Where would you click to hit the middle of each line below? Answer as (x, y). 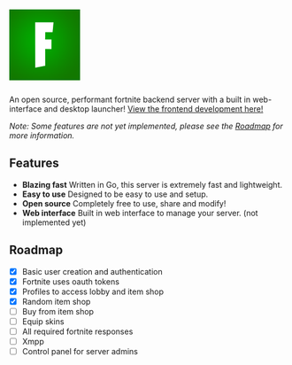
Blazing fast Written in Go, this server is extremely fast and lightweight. (152, 184)
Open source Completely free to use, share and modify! (124, 203)
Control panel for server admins (80, 352)
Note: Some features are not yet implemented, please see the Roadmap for (146, 126)
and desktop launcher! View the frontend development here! (154, 109)
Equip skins (43, 321)
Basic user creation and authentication (92, 271)
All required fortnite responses (77, 331)
